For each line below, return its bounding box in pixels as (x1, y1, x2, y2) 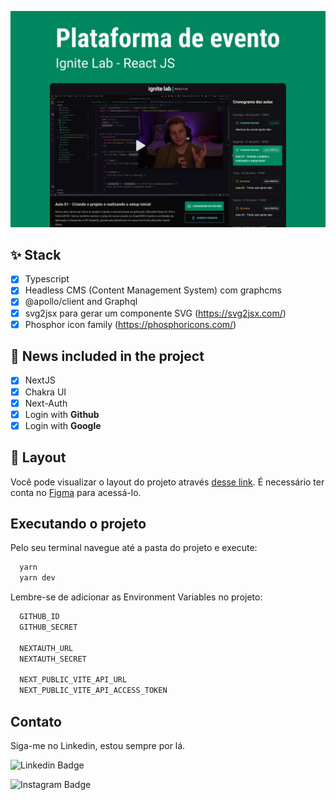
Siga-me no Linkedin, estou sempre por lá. (10, 739, 186, 751)
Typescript (24, 273, 70, 285)
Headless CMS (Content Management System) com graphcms (24, 284, 282, 296)
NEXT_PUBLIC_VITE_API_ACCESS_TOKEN (19, 686, 168, 696)
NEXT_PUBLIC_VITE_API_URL (19, 675, 128, 685)
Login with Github (24, 408, 100, 420)
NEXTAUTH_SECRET (19, 654, 87, 664)
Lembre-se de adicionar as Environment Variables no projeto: (10, 591, 263, 603)
